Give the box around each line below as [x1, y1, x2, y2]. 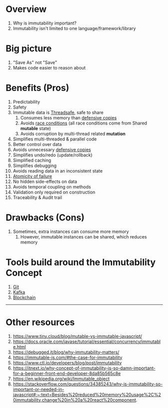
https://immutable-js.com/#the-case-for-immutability [12, 354, 123, 360]
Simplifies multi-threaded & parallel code [12, 136, 97, 142]
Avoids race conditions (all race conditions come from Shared [20, 120, 148, 126]
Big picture [5, 43, 52, 54]
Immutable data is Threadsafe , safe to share [12, 109, 104, 115]
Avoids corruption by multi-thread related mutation [20, 130, 126, 136]
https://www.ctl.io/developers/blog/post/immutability [12, 359, 122, 365]
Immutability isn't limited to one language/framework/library [12, 25, 136, 31]
